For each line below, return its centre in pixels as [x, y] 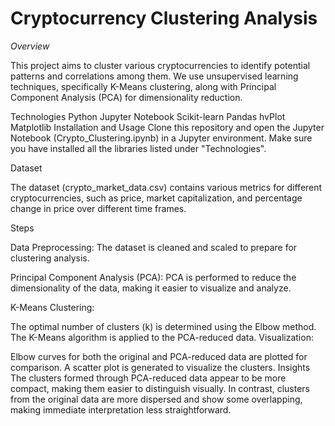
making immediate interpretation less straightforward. [121, 409]
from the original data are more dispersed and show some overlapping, [156, 399]
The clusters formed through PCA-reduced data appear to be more [148, 378]
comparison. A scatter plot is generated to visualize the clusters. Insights [160, 367]
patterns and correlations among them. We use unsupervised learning [154, 76]
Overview [30, 46]
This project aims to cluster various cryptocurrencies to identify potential [160, 65]
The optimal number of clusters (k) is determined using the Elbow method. [163, 326]
